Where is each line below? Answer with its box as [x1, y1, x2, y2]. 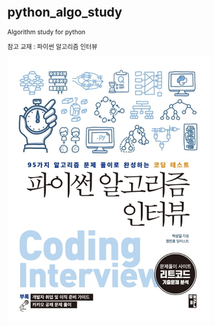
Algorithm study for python [7, 28, 86, 36]
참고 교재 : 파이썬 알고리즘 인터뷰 [7, 42, 98, 50]
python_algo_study [7, 4, 123, 20]
